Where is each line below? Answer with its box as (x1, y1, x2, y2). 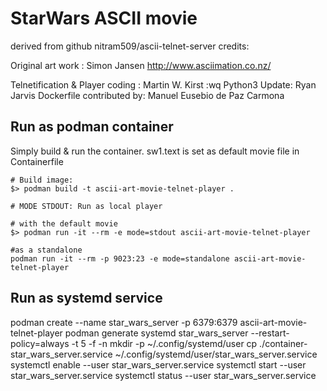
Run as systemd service (10, 290, 163, 307)
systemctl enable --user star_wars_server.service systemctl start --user (10, 358, 307, 371)
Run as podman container (10, 118, 174, 136)
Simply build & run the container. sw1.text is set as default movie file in (10, 145, 300, 157)
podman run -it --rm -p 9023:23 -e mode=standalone (10, 253, 230, 264)
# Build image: (10, 175, 74, 185)
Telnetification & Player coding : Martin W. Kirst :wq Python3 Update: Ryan (10, 78, 317, 91)
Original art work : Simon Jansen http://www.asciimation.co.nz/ (10, 59, 272, 71)
